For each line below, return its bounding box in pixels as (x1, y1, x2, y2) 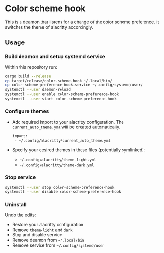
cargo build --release (5, 74, 51, 79)
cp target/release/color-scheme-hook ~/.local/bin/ (5, 78, 112, 83)
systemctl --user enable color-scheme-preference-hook (5, 92, 119, 97)
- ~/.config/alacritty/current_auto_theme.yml (14, 138, 111, 143)
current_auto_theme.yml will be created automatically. (12, 124, 121, 130)
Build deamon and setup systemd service (5, 53, 106, 60)
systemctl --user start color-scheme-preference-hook (5, 96, 117, 101)
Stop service (5, 174, 36, 181)
